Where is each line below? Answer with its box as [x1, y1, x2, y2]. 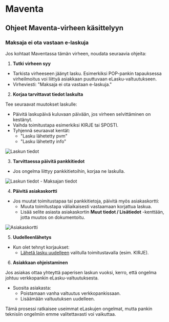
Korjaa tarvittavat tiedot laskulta [12, 91, 83, 97]
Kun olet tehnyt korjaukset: [12, 244, 70, 250]
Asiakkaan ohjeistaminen [12, 259, 68, 266]
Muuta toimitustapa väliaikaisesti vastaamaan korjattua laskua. [20, 203, 152, 209]
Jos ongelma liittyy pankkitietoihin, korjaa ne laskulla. [12, 168, 125, 174]
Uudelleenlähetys [12, 234, 52, 240]
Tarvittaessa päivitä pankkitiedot [12, 158, 85, 164]
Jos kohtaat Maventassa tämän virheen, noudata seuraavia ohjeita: [5, 50, 147, 56]
